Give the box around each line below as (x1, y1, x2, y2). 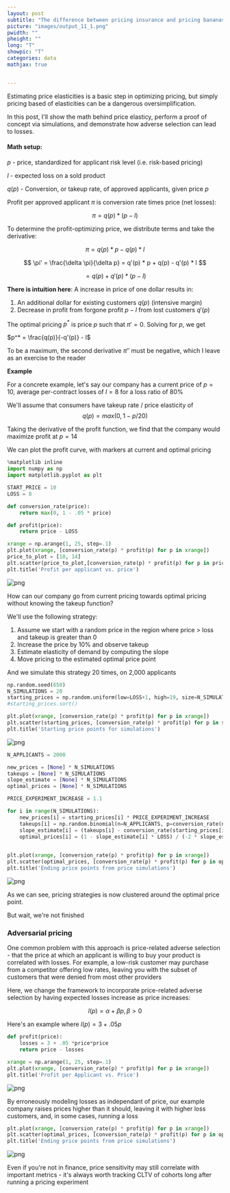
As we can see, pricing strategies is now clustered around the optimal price (7, 890, 220, 899)
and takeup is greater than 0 (16, 633, 97, 641)
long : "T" (7, 42, 36, 49)
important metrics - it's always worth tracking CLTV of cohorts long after (7, 1171, 212, 1179)
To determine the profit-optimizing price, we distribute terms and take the (7, 224, 215, 233)
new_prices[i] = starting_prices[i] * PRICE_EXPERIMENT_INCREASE (19, 814, 210, 821)
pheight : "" (7, 36, 41, 43)
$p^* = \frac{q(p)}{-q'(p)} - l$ (7, 334, 91, 342)
